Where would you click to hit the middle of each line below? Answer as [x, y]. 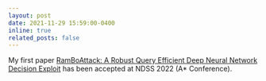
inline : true [30, 30]
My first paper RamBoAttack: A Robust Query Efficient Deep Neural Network [133, 60]
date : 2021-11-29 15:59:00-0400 [62, 23]
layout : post [30, 15]
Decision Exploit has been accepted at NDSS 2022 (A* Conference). [120, 69]
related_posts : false [44, 38]
